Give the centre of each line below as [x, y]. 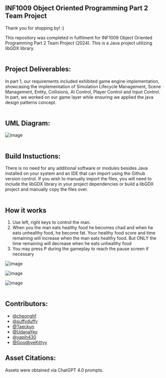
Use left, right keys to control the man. [51, 222]
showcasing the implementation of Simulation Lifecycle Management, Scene [83, 86]
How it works [26, 210]
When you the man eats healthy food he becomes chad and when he [83, 228]
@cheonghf [24, 316]
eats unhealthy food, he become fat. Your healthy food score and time [84, 233]
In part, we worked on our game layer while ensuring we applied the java [79, 97]
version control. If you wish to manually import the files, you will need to [79, 179]
